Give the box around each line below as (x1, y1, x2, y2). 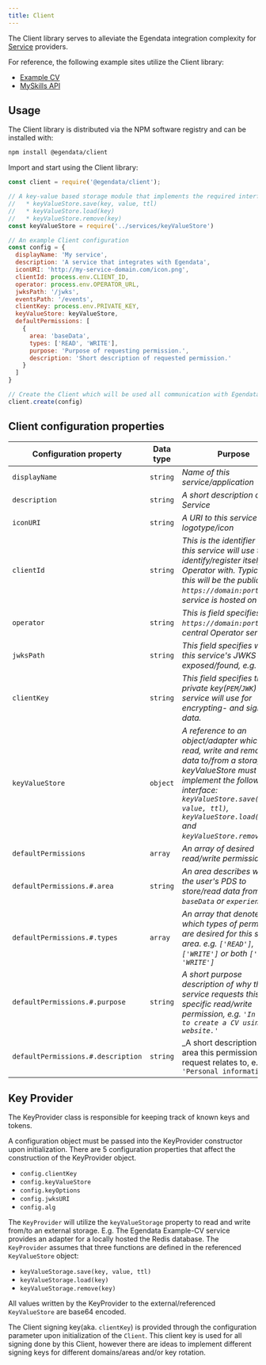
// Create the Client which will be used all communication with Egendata (8, 391, 260, 398)
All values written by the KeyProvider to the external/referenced (8, 1298, 216, 1308)
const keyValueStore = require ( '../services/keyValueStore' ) (8, 222, 215, 230)
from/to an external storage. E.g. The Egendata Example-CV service (8, 1226, 230, 1236)
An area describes (181, 865, 251, 876)
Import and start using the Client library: (8, 163, 139, 173)
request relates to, (181, 1057, 249, 1068)
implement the (181, 774, 235, 785)
